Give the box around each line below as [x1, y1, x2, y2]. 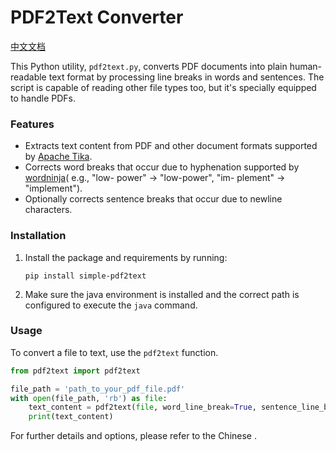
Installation [10, 229, 67, 243]
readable [10, 71, 47, 83]
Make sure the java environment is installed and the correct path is [24, 288, 300, 300]
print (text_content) [28, 412, 114, 422]
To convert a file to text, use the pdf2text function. [10, 346, 219, 358]
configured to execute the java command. [24, 299, 198, 311]
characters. [24, 204, 73, 216]
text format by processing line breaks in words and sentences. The [48, 71, 325, 83]
